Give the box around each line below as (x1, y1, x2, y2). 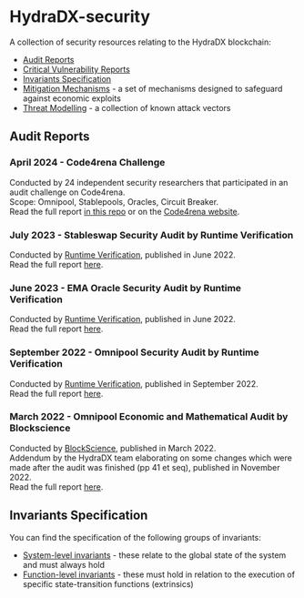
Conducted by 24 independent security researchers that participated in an (9, 177, 289, 188)
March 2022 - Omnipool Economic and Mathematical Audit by (9, 410, 289, 423)
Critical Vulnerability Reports (22, 64, 130, 75)
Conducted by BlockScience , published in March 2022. (9, 442, 217, 453)
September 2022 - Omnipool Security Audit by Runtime (9, 346, 259, 359)
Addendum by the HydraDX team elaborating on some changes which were (9, 452, 293, 463)
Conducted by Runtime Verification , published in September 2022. (9, 378, 259, 389)
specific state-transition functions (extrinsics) (22, 578, 194, 589)
